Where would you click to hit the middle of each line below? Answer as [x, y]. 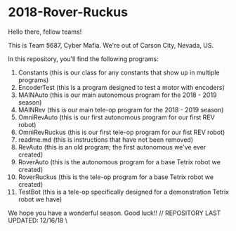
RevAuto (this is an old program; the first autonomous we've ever [112, 147]
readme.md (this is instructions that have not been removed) [106, 139]
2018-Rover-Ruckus [68, 12]
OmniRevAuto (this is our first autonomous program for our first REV [116, 117]
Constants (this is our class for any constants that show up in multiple [119, 72]
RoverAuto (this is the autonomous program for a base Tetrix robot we [119, 161]
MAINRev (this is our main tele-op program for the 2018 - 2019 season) [121, 110]
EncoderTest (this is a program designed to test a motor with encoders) [122, 87]
